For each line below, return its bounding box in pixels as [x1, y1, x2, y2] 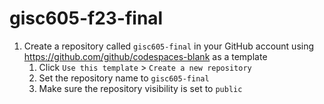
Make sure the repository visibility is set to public [38, 82, 243, 94]
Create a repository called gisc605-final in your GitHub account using [23, 40, 315, 52]
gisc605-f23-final [9, 7, 164, 30]
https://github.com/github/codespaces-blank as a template [23, 50, 268, 62]
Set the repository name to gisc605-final [38, 72, 210, 84]
